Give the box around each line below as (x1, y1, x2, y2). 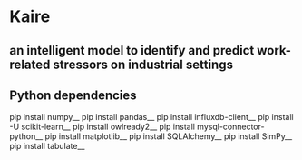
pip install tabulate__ (9, 141, 85, 152)
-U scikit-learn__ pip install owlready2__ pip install (9, 121, 195, 133)
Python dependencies (9, 87, 138, 103)
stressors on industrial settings (53, 56, 234, 72)
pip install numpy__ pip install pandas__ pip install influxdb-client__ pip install (9, 112, 294, 123)
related (9, 56, 51, 72)
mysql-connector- (196, 121, 265, 133)
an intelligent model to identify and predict (9, 43, 255, 58)
